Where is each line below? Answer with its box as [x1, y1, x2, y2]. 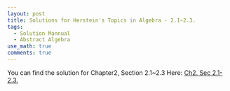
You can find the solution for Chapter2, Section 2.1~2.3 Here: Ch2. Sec [7, 68, 211, 77]
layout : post [7, 10, 46, 17]
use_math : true [7, 43, 52, 50]
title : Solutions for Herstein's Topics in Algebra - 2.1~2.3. [7, 17, 196, 24]
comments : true [7, 50, 52, 57]
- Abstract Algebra [13, 36, 71, 43]
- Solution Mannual [13, 29, 71, 37]
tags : [7, 23, 23, 30]
